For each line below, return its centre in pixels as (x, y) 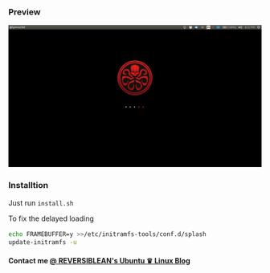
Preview (25, 12)
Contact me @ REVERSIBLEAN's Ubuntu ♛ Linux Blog (99, 260)
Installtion (29, 185)
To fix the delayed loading (51, 218)
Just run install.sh (41, 202)
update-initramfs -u (43, 242)
